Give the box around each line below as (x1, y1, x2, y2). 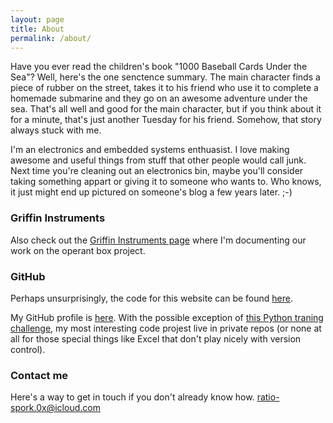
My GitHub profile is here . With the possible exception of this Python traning (10, 311, 324, 323)
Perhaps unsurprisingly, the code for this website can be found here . (10, 292, 293, 304)
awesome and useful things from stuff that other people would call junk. (10, 154, 307, 166)
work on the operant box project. (10, 244, 146, 256)
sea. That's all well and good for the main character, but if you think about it (10, 103, 322, 115)
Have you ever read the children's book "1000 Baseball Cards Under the (10, 61, 308, 73)
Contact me (10, 368, 69, 382)
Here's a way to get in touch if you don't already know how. (10, 391, 255, 403)
